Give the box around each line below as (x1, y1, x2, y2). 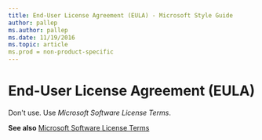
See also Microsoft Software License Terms (8, 123, 150, 132)
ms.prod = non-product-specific (8, 48, 114, 56)
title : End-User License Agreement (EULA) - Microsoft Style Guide (8, 11, 234, 20)
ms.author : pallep (8, 26, 68, 34)
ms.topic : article (8, 41, 68, 49)
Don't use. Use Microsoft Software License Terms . (8, 108, 171, 117)
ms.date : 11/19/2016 (8, 33, 76, 42)
